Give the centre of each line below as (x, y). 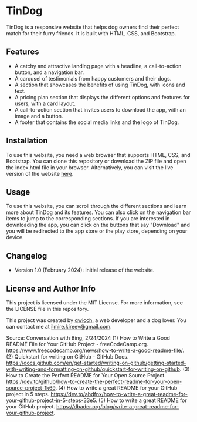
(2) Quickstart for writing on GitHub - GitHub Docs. (67, 356)
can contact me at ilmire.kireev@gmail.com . (59, 326)
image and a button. (39, 116)
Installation (27, 141)
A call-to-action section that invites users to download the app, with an (100, 109)
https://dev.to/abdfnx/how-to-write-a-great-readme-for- (119, 394)
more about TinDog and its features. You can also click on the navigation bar (98, 212)
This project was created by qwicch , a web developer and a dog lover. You (96, 320)
